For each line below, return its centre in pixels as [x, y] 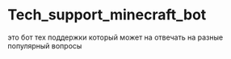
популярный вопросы [45, 45]
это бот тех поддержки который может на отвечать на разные [115, 37]
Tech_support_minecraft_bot [107, 15]
